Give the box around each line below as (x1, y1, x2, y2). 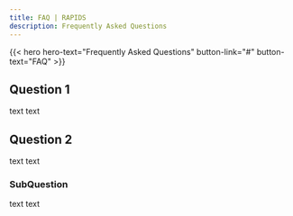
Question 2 (9, 131, 73, 147)
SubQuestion (9, 178, 69, 191)
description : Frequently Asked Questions (9, 22, 168, 31)
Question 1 (9, 82, 70, 97)
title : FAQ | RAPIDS (9, 13, 87, 22)
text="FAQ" (9, 56, 51, 67)
